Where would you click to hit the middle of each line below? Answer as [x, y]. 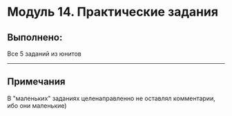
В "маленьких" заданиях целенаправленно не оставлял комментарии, [111, 98]
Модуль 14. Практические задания [113, 12]
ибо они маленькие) [37, 105]
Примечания [36, 82]
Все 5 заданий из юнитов [44, 54]
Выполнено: [35, 37]
